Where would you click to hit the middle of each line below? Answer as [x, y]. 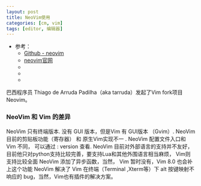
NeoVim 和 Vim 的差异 [38, 117]
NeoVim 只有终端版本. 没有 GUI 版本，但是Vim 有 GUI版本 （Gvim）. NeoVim [101, 131]
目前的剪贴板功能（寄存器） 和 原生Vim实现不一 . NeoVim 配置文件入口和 [96, 138]
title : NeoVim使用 [28, 17]
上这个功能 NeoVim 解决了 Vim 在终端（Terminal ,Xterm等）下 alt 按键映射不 [100, 169]
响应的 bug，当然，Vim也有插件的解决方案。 [61, 176]
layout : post [22, 12]
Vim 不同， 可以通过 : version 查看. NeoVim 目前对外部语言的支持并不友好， [100, 146]
